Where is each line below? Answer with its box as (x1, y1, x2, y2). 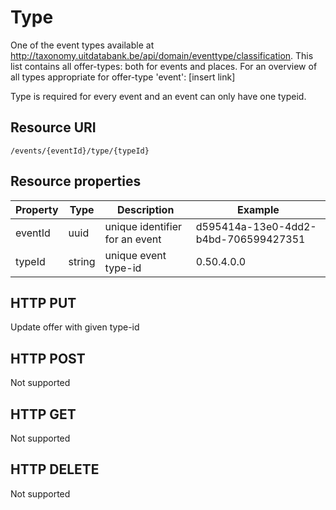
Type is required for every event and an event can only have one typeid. (10, 90, 307, 102)
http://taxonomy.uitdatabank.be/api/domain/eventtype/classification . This (10, 49, 314, 61)
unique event (104, 248, 167, 262)
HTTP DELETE (10, 461, 100, 478)
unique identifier (104, 219, 182, 233)
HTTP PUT (10, 294, 77, 311)
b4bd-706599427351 (195, 232, 306, 246)
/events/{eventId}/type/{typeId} (10, 146, 150, 156)
